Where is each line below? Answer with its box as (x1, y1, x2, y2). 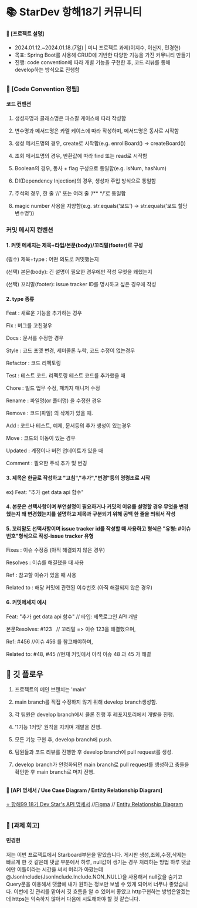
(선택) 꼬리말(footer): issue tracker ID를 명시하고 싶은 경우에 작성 (6, 281, 157, 288)
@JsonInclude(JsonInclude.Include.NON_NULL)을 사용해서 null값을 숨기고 (6, 873, 183, 880)
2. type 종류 (6, 295, 35, 302)
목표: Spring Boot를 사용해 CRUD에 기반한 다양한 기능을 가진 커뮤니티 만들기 (14, 51, 191, 59)
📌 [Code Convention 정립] (6, 85, 80, 93)
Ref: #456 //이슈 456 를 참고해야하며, (6, 638, 93, 645)
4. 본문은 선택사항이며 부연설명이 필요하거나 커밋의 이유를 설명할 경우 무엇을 (6, 503, 178, 510)
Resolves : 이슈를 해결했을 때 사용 (6, 559, 84, 566)
